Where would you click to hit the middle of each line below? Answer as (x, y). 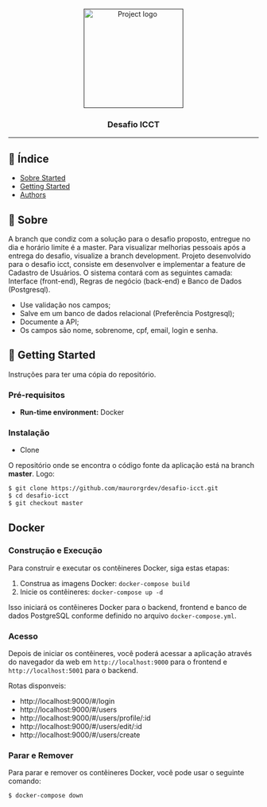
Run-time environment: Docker (72, 412)
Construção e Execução (56, 550)
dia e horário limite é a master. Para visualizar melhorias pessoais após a (127, 247)
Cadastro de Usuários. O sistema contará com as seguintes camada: (120, 272)
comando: (25, 781)
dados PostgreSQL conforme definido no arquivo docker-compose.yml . (122, 616)
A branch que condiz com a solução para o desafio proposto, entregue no (130, 238)
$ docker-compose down (46, 796)
